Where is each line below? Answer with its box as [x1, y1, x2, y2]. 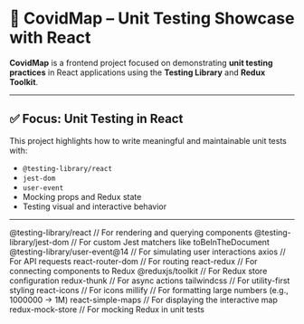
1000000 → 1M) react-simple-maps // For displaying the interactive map [9, 294, 278, 305]
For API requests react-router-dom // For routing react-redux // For [9, 255, 258, 266]
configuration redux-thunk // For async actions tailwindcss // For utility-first [9, 275, 290, 286]
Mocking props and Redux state [22, 191, 142, 202]
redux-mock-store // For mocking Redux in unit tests [9, 303, 205, 315]
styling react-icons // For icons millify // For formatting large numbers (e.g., [9, 284, 290, 295]
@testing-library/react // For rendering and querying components [9, 226, 253, 238]
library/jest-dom [9, 236, 70, 247]
